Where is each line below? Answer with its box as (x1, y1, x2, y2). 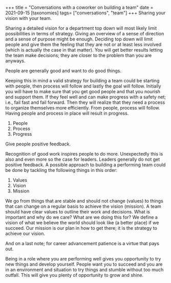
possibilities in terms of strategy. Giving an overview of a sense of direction (5, 31, 164, 36)
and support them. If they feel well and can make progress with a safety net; (5, 94, 166, 100)
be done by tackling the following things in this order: (5, 167, 118, 173)
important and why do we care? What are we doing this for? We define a (5, 214, 158, 220)
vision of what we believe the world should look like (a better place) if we (5, 220, 159, 226)
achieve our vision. (5, 230, 45, 236)
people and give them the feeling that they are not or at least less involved (5, 41, 162, 48)
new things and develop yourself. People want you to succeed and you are (5, 261, 163, 267)
